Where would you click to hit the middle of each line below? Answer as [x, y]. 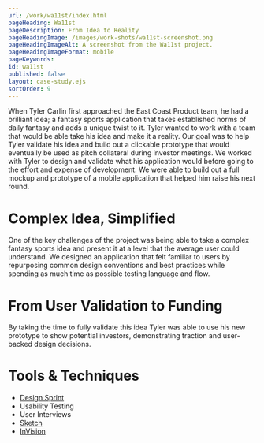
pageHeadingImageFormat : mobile [61, 52]
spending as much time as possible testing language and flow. [109, 274]
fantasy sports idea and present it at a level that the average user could [124, 248]
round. [19, 187]
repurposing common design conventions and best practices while [117, 266]
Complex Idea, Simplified [92, 218]
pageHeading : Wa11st [42, 23]
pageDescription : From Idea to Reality [74, 30]
